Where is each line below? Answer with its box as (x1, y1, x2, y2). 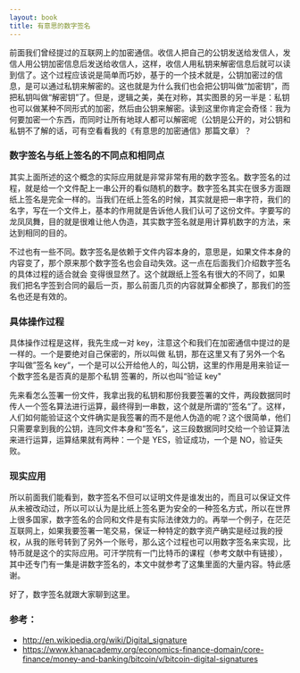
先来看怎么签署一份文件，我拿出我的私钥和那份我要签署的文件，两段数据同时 (9, 390, 291, 401)
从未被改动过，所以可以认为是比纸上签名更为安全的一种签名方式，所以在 (9, 503, 275, 514)
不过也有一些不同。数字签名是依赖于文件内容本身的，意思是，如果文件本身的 (9, 246, 291, 257)
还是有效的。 (24, 291, 72, 302)
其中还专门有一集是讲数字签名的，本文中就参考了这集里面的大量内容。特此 (9, 559, 283, 569)
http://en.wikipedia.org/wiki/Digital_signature (21, 635, 187, 645)
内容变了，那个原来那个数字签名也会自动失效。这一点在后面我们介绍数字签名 (9, 257, 291, 268)
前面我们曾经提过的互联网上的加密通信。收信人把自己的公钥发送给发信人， (9, 46, 283, 58)
